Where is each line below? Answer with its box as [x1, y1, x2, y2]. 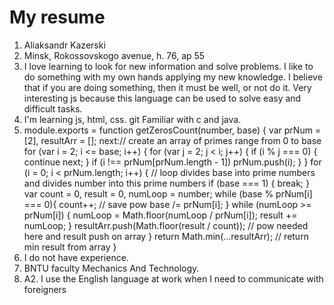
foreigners [23, 283, 67, 295]
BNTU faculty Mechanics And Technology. [23, 262, 200, 274]
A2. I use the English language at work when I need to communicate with [23, 272, 324, 285]
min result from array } [23, 241, 117, 253]
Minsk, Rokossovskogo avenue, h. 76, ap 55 [23, 49, 206, 61]
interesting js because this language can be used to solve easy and [23, 92, 302, 104]
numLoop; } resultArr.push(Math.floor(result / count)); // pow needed [23, 219, 309, 231]
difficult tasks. [23, 102, 83, 115]
